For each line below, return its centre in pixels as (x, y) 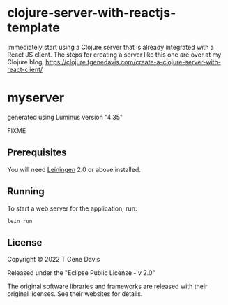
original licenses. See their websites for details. (75, 294)
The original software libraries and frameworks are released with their (107, 286)
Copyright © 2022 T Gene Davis (54, 260)
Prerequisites (37, 153)
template (34, 28)
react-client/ (25, 69)
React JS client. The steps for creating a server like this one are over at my (114, 55)
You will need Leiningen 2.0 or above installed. (74, 169)
